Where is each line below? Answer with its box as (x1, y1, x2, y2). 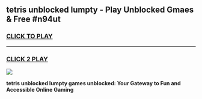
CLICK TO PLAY (6, 32, 53, 41)
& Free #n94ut (6, 14, 61, 25)
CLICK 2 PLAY (6, 55, 48, 63)
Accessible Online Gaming (6, 86, 74, 93)
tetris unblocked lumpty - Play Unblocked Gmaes (6, 5, 194, 15)
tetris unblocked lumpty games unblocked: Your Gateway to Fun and (6, 79, 182, 86)
